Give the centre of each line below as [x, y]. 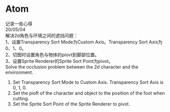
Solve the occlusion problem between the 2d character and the [72, 66]
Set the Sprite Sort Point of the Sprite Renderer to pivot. [71, 104]
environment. [19, 72]
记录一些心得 [19, 24]
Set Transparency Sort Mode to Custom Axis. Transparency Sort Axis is [88, 82]
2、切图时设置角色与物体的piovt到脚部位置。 [52, 55]
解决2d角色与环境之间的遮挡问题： [42, 35]
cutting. [21, 98]
